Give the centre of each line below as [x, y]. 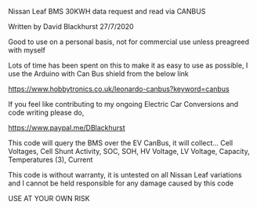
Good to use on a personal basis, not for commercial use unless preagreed [128, 42]
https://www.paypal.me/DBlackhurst [67, 128]
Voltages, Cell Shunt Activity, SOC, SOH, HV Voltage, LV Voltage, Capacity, [129, 151]
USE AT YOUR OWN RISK [49, 198]
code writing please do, [46, 112]
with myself [27, 50]
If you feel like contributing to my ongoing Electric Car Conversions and [123, 104]
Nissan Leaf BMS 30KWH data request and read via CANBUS [107, 11]
